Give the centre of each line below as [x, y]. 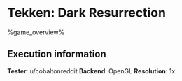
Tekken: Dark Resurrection [87, 13]
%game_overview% [36, 32]
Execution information [57, 54]
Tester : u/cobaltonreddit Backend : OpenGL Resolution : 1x [91, 71]
